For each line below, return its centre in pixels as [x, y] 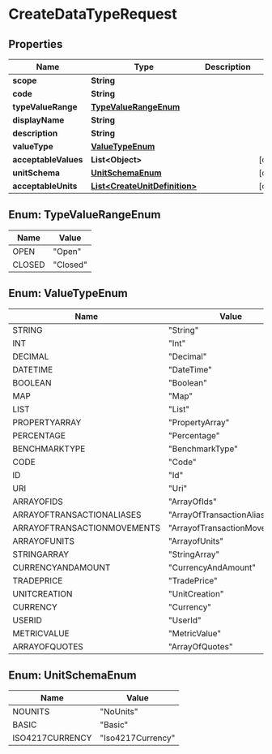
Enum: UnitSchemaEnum [72, 676]
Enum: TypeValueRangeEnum [85, 215]
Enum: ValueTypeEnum [68, 293]
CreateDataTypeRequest [93, 14]
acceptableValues [48, 159]
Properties [36, 44]
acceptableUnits [45, 186]
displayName [38, 120]
